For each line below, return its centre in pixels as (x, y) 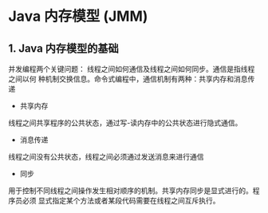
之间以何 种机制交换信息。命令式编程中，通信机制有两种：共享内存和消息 (128, 79)
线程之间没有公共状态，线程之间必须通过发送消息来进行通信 (106, 157)
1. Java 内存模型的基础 (64, 48)
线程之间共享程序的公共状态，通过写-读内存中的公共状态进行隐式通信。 (125, 123)
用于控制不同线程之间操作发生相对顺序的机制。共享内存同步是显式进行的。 (130, 191)
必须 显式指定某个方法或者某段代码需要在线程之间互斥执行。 (121, 201)
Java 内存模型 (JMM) (78, 16)
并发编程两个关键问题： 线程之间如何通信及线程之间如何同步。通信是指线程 (132, 69)
